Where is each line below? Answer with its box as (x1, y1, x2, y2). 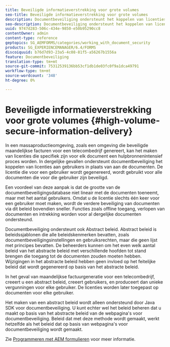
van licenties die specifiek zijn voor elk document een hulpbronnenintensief (5, 153, 163, 159)
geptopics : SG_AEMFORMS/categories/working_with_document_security (5, 40, 151, 45)
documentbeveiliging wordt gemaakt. (5, 326, 83, 332)
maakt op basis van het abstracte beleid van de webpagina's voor (5, 310, 143, 316)
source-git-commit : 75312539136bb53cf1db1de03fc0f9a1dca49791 (5, 64, 139, 69)
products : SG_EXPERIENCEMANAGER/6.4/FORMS (5, 45, 96, 50)
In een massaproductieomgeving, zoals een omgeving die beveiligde (5, 142, 148, 148)
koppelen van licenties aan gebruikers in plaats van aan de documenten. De (5, 164, 163, 170)
